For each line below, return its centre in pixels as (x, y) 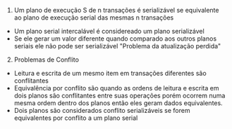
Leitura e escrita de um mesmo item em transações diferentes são (110, 73)
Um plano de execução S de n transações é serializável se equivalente (116, 10)
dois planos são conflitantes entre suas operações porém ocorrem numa (120, 95)
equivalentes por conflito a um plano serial (76, 118)
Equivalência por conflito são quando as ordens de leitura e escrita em (116, 88)
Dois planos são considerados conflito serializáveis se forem (102, 110)
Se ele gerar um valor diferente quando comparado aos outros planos (115, 39)
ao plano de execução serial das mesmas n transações (94, 18)
